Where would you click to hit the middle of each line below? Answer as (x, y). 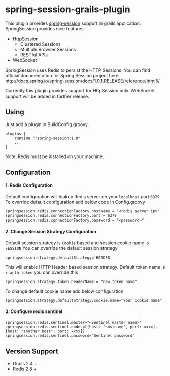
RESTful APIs (34, 55)
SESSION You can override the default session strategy (61, 248)
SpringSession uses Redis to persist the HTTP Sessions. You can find (78, 70)
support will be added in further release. (47, 96)
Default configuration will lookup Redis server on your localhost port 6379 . (83, 197)
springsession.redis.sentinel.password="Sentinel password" (70, 336)
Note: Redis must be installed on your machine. (55, 156)
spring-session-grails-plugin (68, 9)
